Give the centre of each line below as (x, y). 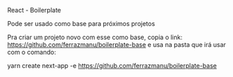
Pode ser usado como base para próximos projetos (81, 23)
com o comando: (32, 52)
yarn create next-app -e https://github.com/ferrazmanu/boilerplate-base (112, 65)
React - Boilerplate (34, 10)
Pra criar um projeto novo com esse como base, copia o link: (95, 37)
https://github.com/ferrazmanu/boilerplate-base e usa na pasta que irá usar (117, 44)
